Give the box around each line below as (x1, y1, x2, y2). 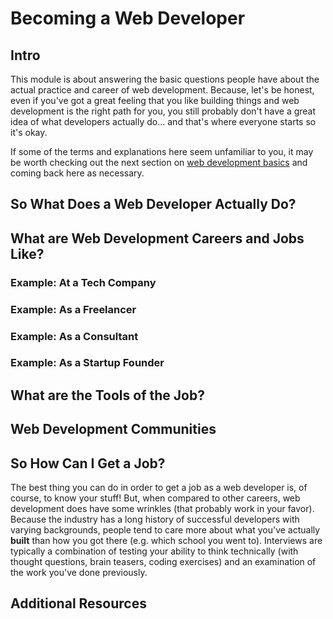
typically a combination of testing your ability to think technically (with (10, 545, 299, 557)
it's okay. (10, 127, 48, 138)
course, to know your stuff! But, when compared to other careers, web (10, 492, 301, 504)
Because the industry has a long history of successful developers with (10, 513, 300, 526)
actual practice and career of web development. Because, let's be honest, (10, 84, 315, 96)
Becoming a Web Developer (10, 7, 246, 30)
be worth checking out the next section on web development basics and (10, 157, 308, 168)
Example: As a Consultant (10, 329, 139, 343)
